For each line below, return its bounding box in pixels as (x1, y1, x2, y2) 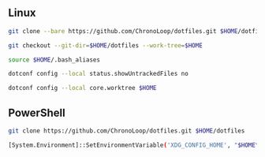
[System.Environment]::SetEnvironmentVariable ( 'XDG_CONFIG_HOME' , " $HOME (8, 141, 256, 149)
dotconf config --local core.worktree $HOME (8, 84, 157, 92)
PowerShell (8, 106, 65, 119)
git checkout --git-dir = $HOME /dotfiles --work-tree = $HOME (8, 41, 203, 50)
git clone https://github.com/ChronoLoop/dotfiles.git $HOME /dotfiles (8, 127, 245, 135)
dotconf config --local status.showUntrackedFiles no (8, 70, 189, 78)
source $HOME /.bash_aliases (8, 55, 101, 64)
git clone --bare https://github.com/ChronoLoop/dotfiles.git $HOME (8, 27, 238, 35)
